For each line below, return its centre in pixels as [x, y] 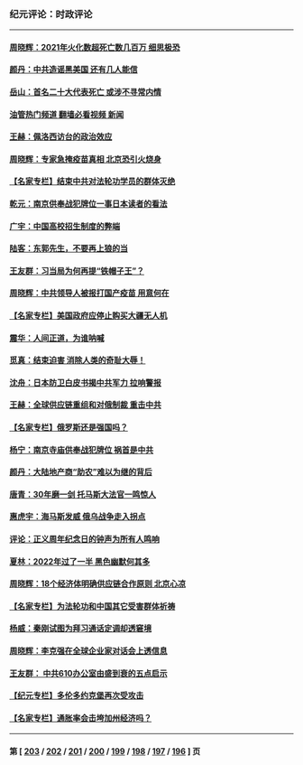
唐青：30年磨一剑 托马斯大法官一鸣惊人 [83, 494]
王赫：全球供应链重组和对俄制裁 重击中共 [86, 405]
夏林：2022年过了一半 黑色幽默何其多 [80, 561]
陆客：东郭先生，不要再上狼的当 [69, 248]
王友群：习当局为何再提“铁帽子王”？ [77, 271]
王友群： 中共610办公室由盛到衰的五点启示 [88, 673]
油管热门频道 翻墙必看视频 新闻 [67, 114]
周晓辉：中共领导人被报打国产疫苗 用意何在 [89, 293]
